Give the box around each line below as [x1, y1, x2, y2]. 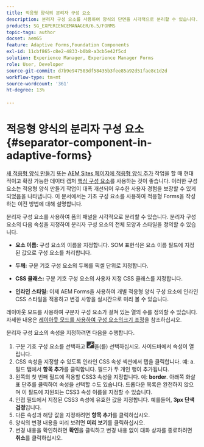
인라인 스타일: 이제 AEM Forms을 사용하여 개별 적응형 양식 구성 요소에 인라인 [15, 287, 199, 295]
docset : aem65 [6, 35, 43, 42]
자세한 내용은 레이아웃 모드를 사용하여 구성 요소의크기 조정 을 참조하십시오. [6, 316, 182, 323]
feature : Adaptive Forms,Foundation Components [6, 42, 130, 48]
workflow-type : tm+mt [6, 74, 62, 80]
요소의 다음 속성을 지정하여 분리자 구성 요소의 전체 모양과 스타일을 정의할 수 [6, 220, 185, 228]
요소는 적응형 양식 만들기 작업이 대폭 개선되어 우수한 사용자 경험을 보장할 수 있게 [6, 185, 197, 192]
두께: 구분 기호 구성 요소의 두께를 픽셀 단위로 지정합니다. [15, 262, 149, 269]
